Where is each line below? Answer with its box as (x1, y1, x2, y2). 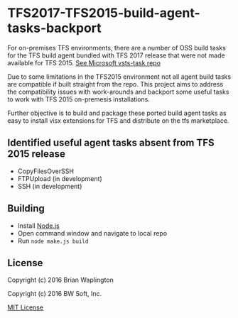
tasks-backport (7, 20, 102, 36)
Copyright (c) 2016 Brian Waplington (7, 275, 114, 285)
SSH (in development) (17, 182, 82, 190)
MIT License (7, 303, 44, 312)
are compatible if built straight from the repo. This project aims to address (7, 79, 224, 88)
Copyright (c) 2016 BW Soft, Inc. (7, 290, 102, 298)
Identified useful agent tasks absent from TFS (7, 137, 215, 149)
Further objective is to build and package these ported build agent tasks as (7, 109, 227, 117)
